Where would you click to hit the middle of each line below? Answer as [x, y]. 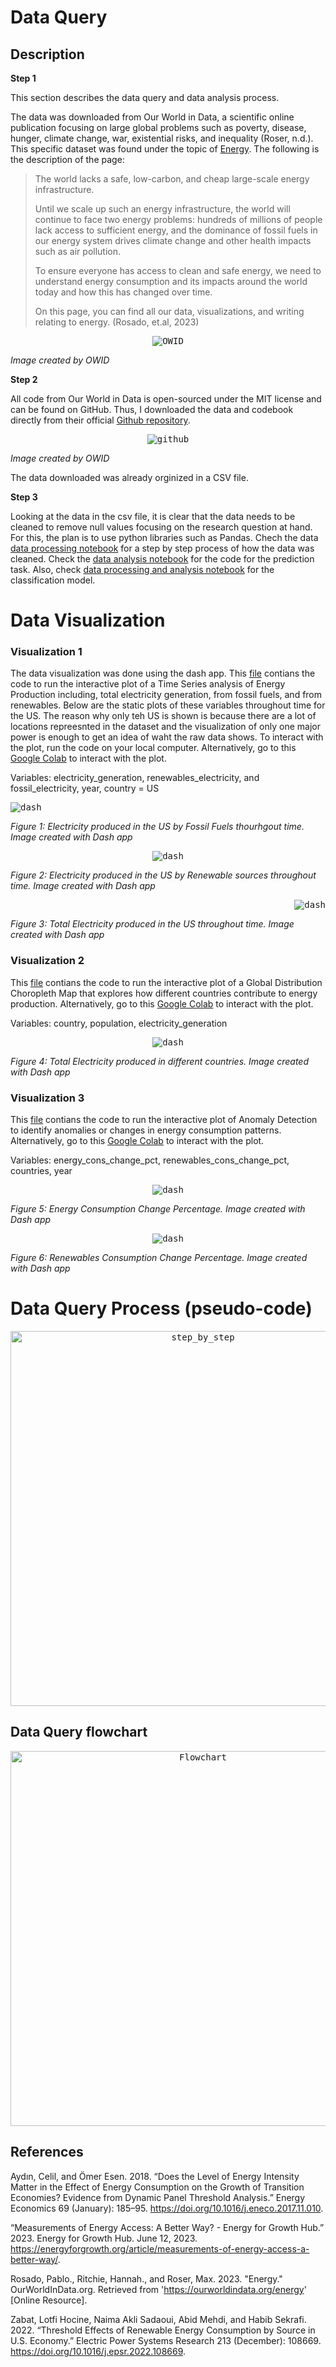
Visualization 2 [47, 961]
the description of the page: [67, 159]
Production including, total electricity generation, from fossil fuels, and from [166, 695]
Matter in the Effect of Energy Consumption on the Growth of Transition [157, 2187]
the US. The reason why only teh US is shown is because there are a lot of [163, 716]
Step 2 [24, 379]
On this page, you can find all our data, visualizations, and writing [169, 311]
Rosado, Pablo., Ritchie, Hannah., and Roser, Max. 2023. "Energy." [146, 2278]
